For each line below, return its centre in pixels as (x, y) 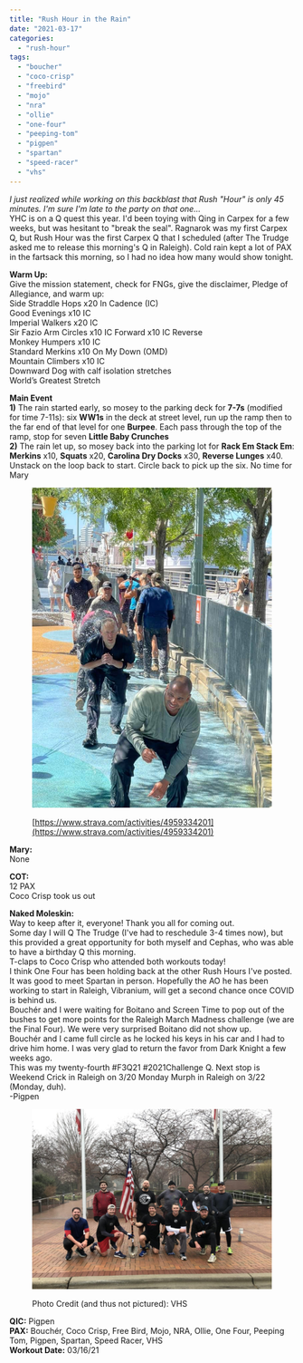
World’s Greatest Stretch (55, 380)
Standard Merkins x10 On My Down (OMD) (89, 351)
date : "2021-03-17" (46, 29)
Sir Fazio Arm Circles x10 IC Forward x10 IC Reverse (106, 332)
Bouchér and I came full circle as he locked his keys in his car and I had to (147, 1039)
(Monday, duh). (38, 1087)
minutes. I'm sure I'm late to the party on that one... (105, 208)
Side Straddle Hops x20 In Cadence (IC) (84, 303)
